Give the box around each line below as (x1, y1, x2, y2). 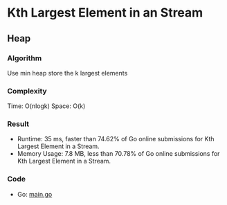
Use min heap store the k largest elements (7, 69, 128, 77)
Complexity (7, 86, 47, 96)
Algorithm (7, 53, 42, 63)
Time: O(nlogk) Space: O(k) (7, 102, 86, 110)
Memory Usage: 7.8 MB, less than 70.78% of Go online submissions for (17, 150, 220, 158)
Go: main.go (17, 190, 53, 198)
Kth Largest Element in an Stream (7, 5, 203, 21)
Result (7, 119, 30, 129)
